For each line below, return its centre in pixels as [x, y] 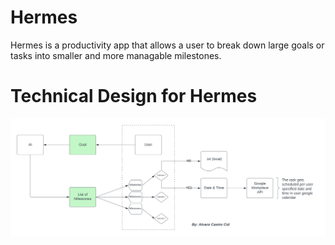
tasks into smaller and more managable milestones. [116, 55]
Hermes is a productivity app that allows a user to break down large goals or [167, 45]
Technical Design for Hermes [134, 96]
